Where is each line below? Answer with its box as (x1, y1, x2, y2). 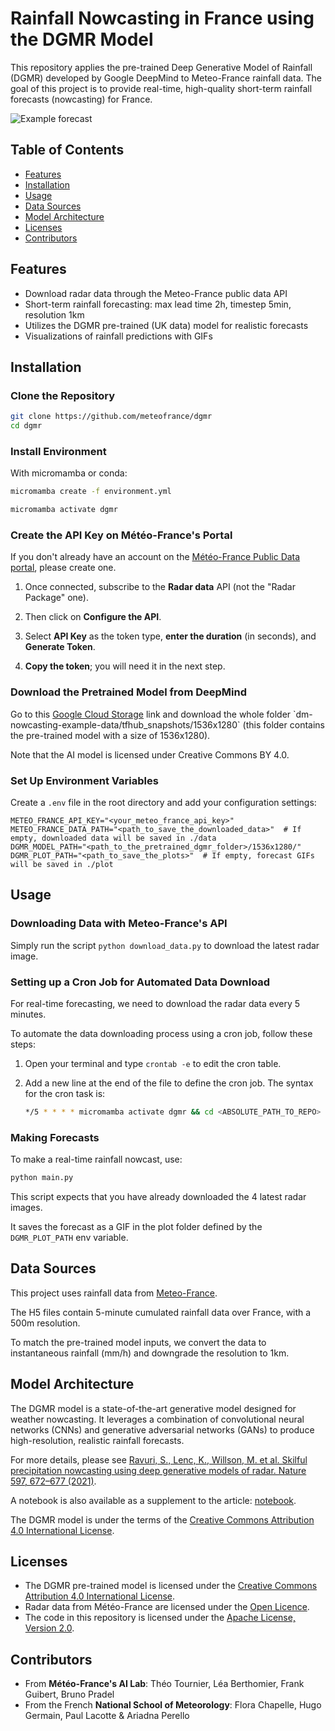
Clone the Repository (10, 388, 116, 402)
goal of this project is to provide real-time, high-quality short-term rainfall (10, 82, 313, 94)
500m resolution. (10, 1317, 81, 1329)
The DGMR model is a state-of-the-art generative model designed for (10, 1402, 297, 1414)
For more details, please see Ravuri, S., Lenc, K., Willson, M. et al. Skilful (10, 1453, 308, 1466)
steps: (10, 1038, 36, 1050)
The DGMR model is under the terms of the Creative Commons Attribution (10, 1513, 315, 1526)
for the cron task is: (24, 1087, 106, 1099)
